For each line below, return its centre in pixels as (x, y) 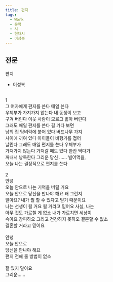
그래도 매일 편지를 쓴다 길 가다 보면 (40, 125)
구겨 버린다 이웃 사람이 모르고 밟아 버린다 (46, 119)
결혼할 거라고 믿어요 (25, 225)
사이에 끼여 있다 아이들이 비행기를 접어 (43, 138)
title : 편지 (17, 10)
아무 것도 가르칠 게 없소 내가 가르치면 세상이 (49, 213)
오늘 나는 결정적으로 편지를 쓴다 (36, 163)
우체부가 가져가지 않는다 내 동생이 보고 (43, 112)
